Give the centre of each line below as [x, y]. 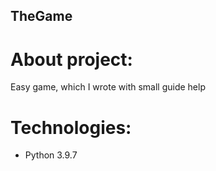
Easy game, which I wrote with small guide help [108, 87]
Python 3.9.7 [51, 155]
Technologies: [71, 127]
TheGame [41, 16]
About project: [71, 59]
